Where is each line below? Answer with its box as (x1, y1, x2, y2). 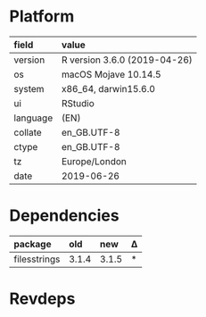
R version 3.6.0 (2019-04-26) (61, 54, 194, 66)
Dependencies (9, 205, 119, 226)
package (13, 238, 52, 250)
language (13, 112, 54, 124)
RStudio (61, 96, 95, 109)
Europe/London (61, 154, 127, 167)
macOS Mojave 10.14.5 (61, 68, 162, 80)
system (13, 82, 45, 95)
